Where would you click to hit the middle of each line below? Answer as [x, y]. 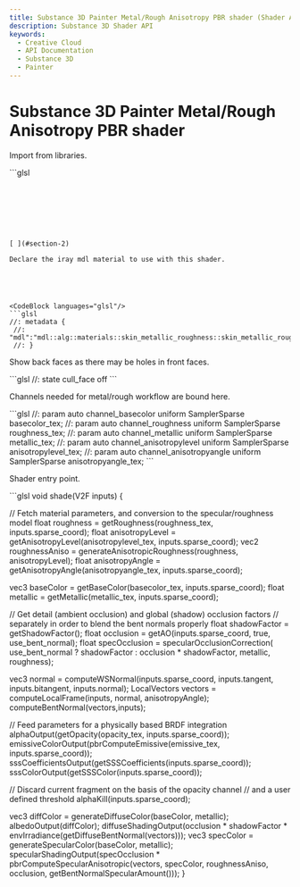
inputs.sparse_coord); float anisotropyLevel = [93, 531]
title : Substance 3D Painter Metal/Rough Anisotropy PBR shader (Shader [147, 17]
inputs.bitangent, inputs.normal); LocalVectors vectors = [113, 688]
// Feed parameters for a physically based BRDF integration [118, 724]
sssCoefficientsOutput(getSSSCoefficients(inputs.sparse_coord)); [130, 762]
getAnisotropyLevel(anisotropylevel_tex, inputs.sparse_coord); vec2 [134, 541]
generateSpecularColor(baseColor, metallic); [92, 844]
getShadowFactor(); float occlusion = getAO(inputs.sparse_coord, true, [140, 633]
